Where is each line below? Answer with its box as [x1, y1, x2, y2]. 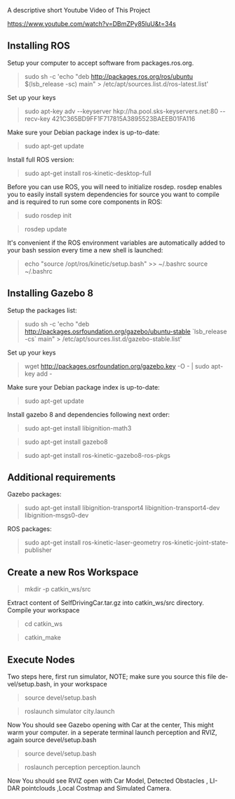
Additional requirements [7, 471, 116, 484]
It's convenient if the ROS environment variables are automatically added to [7, 238, 226, 247]
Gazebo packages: [7, 490, 62, 499]
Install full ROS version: [7, 155, 74, 164]
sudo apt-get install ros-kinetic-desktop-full [24, 169, 152, 177]
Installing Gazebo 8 [7, 288, 93, 300]
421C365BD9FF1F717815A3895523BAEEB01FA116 [51, 114, 196, 122]
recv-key [24, 114, 51, 122]
